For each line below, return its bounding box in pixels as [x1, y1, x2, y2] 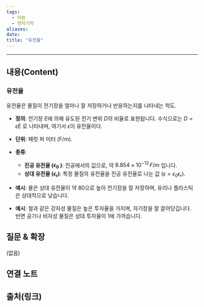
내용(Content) [6, 67, 59, 77]
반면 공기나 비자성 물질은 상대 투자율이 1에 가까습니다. [15, 212, 143, 219]
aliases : [6, 26, 29, 32]
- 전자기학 [12, 20, 35, 26]
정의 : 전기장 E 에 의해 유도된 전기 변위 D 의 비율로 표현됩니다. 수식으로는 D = [15, 115, 193, 122]
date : [6, 32, 20, 38]
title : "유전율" [6, 37, 44, 43]
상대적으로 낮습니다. [21, 191, 69, 199]
